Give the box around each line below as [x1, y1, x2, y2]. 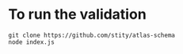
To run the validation [8, 5, 147, 23]
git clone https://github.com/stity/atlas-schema [8, 31, 176, 39]
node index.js [8, 38, 55, 46]
